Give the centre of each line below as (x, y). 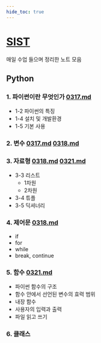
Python (20, 78)
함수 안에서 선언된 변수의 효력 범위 (55, 294)
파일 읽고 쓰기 (31, 317)
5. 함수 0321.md (29, 272)
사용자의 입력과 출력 (38, 309)
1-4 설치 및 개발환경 (38, 119)
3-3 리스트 (27, 175)
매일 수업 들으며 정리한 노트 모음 (44, 59)
